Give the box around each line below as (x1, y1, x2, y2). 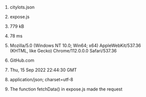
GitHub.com (9, 57, 35, 63)
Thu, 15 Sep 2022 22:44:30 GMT (9, 67, 77, 73)
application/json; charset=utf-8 (9, 77, 73, 82)
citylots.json (9, 4, 35, 10)
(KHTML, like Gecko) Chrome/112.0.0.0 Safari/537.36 (9, 48, 117, 53)
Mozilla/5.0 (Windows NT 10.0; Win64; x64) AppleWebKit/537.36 (9, 43, 142, 48)
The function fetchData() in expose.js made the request (9, 86, 123, 92)
